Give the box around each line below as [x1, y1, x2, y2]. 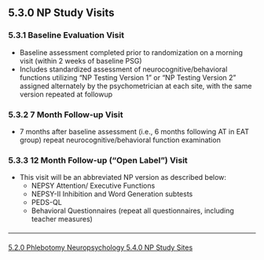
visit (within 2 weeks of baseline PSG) [19, 56, 143, 65]
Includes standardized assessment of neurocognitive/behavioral [19, 64, 228, 74]
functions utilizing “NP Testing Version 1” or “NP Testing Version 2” [19, 72, 236, 82]
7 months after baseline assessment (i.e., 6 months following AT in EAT [19, 126, 250, 136]
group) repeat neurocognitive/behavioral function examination [19, 135, 222, 145]
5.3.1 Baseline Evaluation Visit [8, 30, 124, 41]
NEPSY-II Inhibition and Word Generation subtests [31, 189, 193, 199]
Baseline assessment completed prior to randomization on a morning [19, 47, 244, 57]
